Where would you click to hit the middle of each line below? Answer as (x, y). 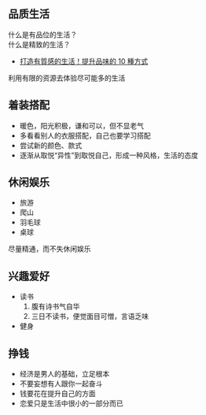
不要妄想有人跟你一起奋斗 (61, 384)
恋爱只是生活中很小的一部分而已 (71, 403)
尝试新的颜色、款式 (51, 145)
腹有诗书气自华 (55, 306)
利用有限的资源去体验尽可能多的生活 (67, 78)
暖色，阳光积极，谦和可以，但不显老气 (81, 125)
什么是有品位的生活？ (42, 35)
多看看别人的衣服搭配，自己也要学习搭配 (85, 135)
